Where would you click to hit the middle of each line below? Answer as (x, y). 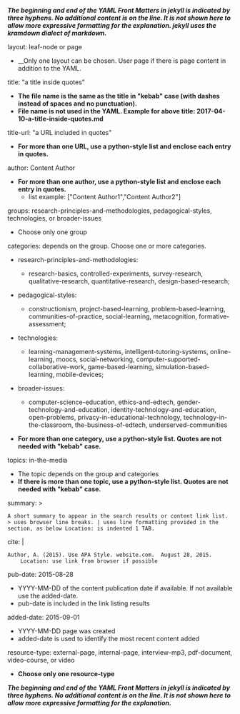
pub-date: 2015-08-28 (40, 574)
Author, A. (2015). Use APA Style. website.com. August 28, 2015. (110, 555)
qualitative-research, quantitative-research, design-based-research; (129, 281)
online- (220, 352)
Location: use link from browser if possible (89, 561)
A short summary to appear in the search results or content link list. (118, 516)
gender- (189, 402)
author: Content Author (41, 168)
